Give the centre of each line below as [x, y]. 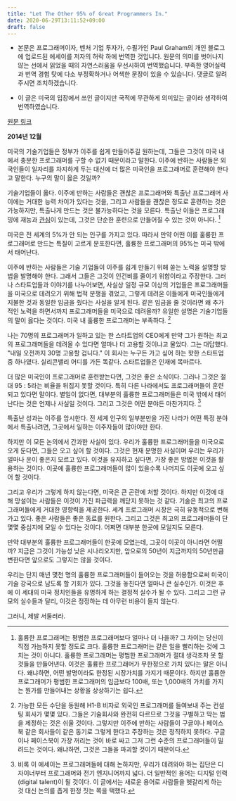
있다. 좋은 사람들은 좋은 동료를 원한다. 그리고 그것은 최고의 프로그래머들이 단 [124, 519]
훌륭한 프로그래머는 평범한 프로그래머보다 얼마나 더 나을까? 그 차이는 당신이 [120, 638]
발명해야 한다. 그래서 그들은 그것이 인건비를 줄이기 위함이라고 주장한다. [117, 276]
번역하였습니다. [38, 107]
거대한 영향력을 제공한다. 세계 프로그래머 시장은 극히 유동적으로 [129, 510]
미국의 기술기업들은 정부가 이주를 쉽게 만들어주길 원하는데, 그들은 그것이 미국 [112, 151]
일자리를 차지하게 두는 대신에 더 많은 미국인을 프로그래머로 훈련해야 [123, 169]
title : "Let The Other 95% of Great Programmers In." [88, 14]
